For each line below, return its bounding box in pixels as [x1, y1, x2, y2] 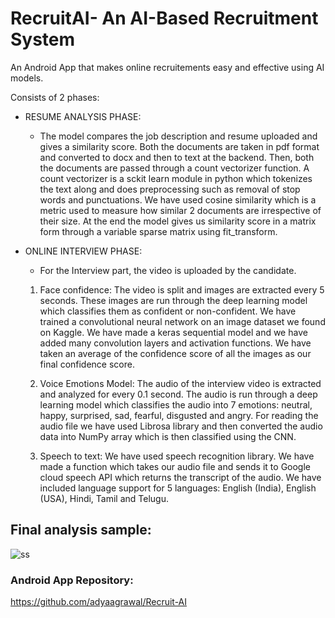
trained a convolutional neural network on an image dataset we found [39, 315, 326, 327]
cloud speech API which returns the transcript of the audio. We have [39, 471, 322, 483]
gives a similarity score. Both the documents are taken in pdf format [39, 140, 320, 152]
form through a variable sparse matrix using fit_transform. [39, 225, 278, 237]
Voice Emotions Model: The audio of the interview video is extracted [39, 377, 322, 389]
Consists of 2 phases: [10, 91, 100, 103]
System [10, 28, 76, 51]
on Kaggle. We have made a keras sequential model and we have [39, 326, 308, 338]
